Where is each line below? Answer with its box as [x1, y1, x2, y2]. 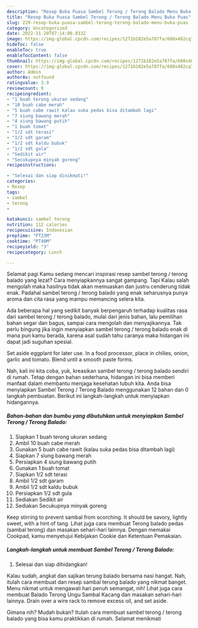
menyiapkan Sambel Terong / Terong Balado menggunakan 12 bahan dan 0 [6, 386, 189, 393]
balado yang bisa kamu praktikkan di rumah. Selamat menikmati [6, 615, 161, 622]
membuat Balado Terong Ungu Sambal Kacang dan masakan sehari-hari [6, 591, 182, 599]
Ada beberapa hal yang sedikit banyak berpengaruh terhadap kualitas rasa [6, 307, 187, 314]
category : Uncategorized [6, 25, 68, 31]
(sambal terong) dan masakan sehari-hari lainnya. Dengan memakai [6, 526, 171, 534]
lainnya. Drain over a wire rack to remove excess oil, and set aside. [6, 597, 168, 604]
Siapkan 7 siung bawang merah [15, 452, 92, 459]
